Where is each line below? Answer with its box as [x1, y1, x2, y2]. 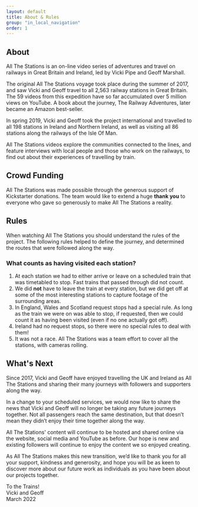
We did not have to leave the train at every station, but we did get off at [14, 285, 189, 292]
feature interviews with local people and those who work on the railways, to [6, 147, 190, 154]
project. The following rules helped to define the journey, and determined [6, 238, 184, 245]
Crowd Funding [6, 171, 64, 181]
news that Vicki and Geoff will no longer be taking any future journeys [6, 404, 176, 411]
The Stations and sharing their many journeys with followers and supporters [6, 381, 191, 388]
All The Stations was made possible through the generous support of [6, 186, 174, 193]
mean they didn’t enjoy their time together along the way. [6, 417, 145, 424]
